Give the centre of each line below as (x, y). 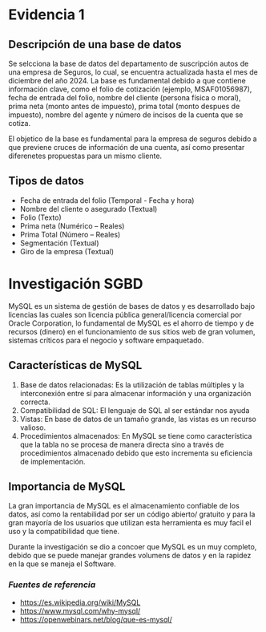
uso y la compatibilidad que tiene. (64, 532)
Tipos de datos (46, 181)
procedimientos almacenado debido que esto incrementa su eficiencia (136, 453)
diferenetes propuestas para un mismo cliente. (85, 156)
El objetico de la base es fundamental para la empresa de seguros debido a (133, 139)
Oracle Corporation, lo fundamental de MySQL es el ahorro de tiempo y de (131, 323)
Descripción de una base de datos (95, 45)
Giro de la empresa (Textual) (67, 251)
